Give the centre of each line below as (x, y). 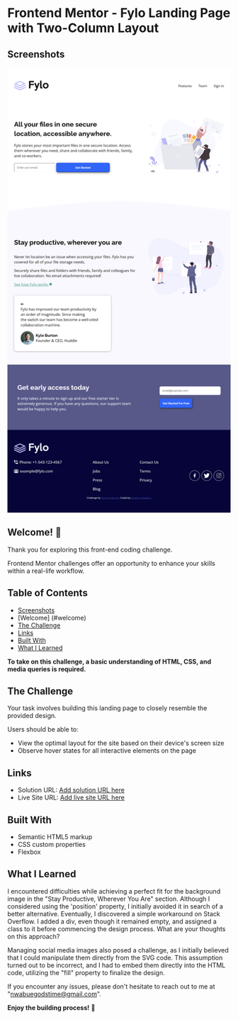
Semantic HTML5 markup (55, 837)
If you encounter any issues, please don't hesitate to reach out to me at (111, 986)
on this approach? (34, 936)
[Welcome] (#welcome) (52, 617)
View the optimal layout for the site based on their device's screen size (121, 743)
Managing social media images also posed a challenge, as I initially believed (118, 950)
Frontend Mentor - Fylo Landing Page (119, 13)
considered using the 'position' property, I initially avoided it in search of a (115, 906)
